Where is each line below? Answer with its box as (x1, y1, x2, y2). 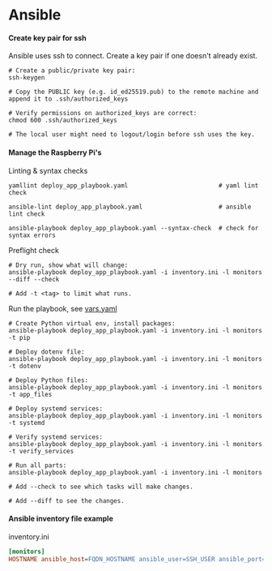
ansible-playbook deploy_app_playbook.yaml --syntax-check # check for (8, 224, 259, 232)
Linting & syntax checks (8, 165, 88, 175)
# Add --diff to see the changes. (8, 496, 125, 504)
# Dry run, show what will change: (8, 261, 129, 269)
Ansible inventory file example (8, 513, 113, 524)
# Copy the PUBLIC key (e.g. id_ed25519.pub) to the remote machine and (8, 88, 259, 97)
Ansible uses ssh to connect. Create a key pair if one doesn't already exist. (8, 51, 257, 61)
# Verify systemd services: (8, 432, 104, 441)
